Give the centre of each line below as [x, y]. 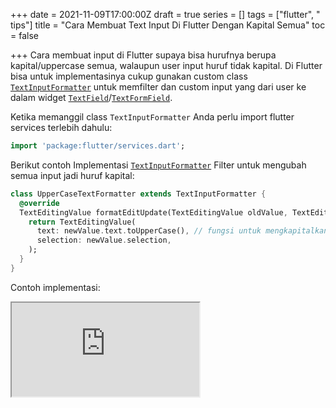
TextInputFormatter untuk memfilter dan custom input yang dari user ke [158, 87]
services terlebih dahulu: [61, 127]
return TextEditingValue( [82, 222]
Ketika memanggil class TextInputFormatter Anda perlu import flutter [152, 117]
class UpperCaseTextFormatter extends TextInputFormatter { [138, 194]
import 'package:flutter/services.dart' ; [98, 146]
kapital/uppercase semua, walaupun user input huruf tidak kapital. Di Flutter [166, 65]
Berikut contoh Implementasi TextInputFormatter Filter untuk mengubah [158, 165]
